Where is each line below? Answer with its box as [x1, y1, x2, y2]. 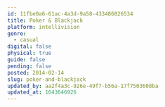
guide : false [7, 56, 46, 63]
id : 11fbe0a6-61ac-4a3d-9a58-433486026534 [7, 10, 133, 18]
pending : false [7, 63, 52, 70]
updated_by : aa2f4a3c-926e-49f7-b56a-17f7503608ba [7, 82, 159, 89]
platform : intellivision [7, 23, 80, 30]
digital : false [7, 43, 52, 50]
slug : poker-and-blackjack [7, 75, 86, 83]
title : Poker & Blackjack [7, 17, 83, 24]
